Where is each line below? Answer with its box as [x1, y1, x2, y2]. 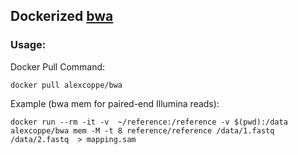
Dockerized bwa [10, 8, 114, 25]
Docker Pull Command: [10, 60, 106, 73]
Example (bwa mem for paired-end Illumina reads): [10, 97, 220, 109]
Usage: [10, 38, 47, 52]
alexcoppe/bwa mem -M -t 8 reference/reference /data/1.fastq [10, 125, 275, 136]
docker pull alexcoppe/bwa [10, 80, 123, 90]
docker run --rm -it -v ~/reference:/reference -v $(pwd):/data [10, 117, 288, 127]
